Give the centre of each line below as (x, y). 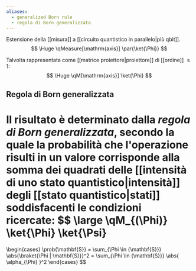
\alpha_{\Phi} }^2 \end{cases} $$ (46, 262)
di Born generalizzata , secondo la (90, 132)
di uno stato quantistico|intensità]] (93, 183)
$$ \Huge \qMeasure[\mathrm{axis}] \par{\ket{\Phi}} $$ (99, 49)
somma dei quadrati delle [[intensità (97, 170)
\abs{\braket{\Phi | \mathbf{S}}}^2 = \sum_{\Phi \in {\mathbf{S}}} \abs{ (92, 256)
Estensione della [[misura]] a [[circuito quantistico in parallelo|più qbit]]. (93, 40)
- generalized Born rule (42, 17)
